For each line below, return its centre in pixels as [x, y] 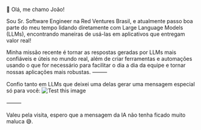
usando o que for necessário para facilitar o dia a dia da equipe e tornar [96, 65]
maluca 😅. [20, 121]
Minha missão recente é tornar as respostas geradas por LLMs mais [91, 52]
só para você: [23, 91]
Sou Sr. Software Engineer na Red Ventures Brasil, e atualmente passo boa [100, 21]
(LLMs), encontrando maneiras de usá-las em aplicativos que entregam [96, 34]
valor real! [19, 40]
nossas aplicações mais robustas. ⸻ [57, 72]
